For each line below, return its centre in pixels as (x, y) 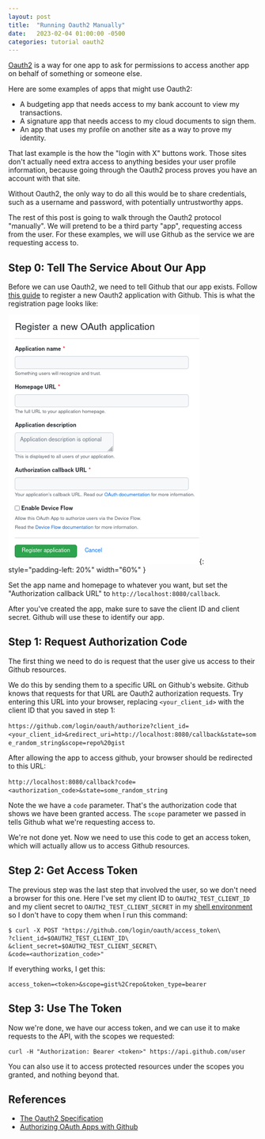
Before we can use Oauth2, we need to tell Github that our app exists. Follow (133, 287)
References (37, 1099)
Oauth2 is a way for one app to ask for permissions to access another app (129, 65)
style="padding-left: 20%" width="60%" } (77, 570)
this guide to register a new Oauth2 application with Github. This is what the (132, 295)
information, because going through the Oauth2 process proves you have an (132, 170)
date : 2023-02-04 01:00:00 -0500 (67, 33)
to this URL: (27, 766)
